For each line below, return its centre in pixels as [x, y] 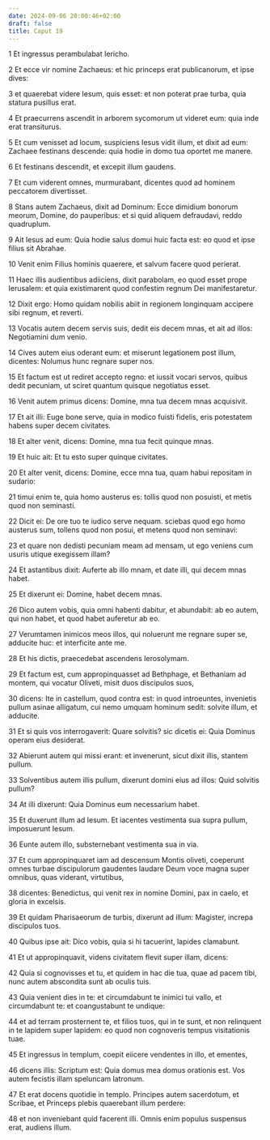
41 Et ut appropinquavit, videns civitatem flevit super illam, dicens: [118, 958]
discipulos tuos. [35, 926]
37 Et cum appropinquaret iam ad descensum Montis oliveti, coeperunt [127, 860]
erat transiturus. [35, 127]
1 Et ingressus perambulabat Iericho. [69, 54]
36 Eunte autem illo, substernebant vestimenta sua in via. [104, 844]
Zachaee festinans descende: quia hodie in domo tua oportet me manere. [131, 152]
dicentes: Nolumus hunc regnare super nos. [82, 361]
